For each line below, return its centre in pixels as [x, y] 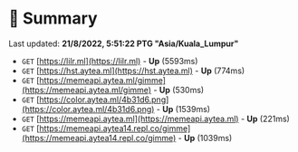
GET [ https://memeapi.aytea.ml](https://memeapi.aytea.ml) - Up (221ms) [156, 119]
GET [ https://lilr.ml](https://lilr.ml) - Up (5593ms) [110, 61]
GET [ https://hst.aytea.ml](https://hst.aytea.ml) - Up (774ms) [133, 71]
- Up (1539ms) [183, 109]
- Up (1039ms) [205, 138]
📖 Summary [53, 19]
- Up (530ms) [178, 90]
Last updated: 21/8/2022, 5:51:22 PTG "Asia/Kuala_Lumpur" [124, 43]
